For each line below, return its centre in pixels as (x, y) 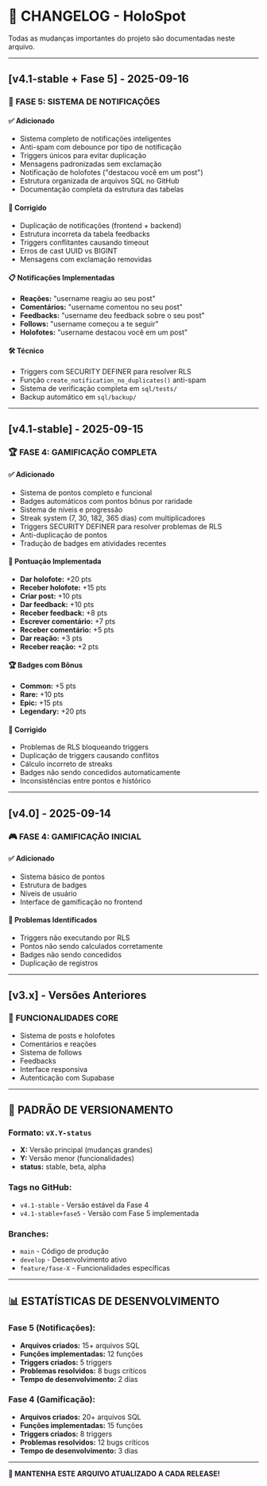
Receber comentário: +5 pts (67, 629)
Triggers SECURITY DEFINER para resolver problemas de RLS (121, 526)
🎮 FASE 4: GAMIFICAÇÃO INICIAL (75, 836)
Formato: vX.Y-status (50, 1132)
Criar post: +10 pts (50, 596)
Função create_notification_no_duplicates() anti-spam (113, 380)
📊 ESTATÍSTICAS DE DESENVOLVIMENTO (114, 1301)
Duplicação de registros (59, 963)
